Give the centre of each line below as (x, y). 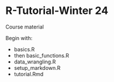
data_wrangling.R (35, 62)
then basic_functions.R (42, 55)
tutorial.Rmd (29, 74)
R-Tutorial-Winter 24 (57, 11)
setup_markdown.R (37, 67)
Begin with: (19, 38)
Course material (25, 27)
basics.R (24, 49)
